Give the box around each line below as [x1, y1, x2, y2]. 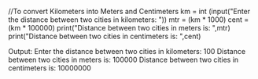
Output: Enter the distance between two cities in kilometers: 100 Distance [8, 47, 246, 56]
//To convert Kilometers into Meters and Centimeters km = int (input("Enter [8, 7, 251, 16]
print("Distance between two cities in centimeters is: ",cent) [8, 31, 201, 41]
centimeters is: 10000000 [8, 63, 92, 73]
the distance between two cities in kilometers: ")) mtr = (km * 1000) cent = [8, 15, 249, 24]
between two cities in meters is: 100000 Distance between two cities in [8, 55, 239, 64]
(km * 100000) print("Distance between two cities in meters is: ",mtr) [8, 23, 230, 32]
